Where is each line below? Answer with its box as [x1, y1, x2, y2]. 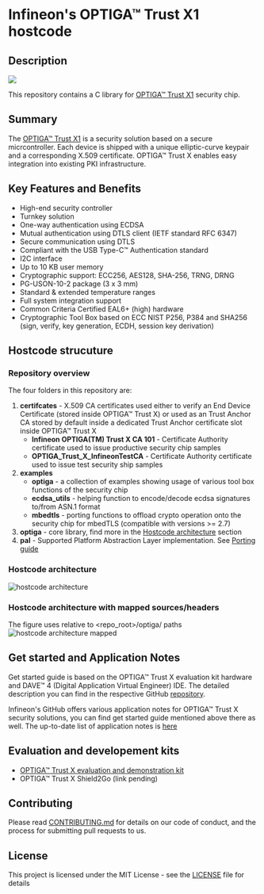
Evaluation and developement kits [8, 744, 180, 758]
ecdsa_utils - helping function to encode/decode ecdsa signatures [31, 494, 251, 503]
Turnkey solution [19, 212, 75, 221]
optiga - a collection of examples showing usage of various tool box [31, 477, 255, 487]
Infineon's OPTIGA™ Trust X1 [8, 6, 200, 24]
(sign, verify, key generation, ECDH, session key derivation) [19, 321, 214, 330]
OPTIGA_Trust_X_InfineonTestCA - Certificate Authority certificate [31, 452, 252, 461]
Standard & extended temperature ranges [19, 287, 156, 296]
